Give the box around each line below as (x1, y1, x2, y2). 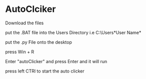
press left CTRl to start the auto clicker (5, 68, 84, 74)
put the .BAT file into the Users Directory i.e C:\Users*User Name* (5, 29, 141, 35)
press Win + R (5, 49, 34, 55)
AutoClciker (5, 3, 56, 15)
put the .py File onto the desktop (5, 39, 72, 45)
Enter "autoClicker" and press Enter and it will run (5, 58, 107, 64)
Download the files (5, 20, 44, 26)
